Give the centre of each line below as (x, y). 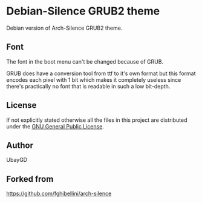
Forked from (30, 179)
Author (20, 145)
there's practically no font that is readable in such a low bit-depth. (88, 86)
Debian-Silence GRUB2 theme (83, 11)
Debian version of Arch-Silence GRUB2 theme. (64, 28)
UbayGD (17, 160)
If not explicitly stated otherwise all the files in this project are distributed (97, 120)
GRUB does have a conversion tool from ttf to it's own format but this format (101, 73)
